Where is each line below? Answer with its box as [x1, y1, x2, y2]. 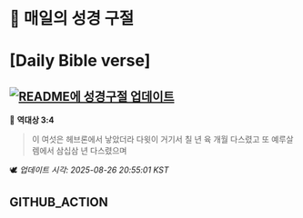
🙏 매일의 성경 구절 [9, 8, 135, 29]
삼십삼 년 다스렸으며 [56, 145, 127, 156]
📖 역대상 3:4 [9, 114, 55, 125]
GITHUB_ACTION [9, 194, 109, 210]
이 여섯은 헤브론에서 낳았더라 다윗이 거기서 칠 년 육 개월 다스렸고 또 [31, 134, 270, 145]
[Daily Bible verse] [9, 51, 151, 71]
